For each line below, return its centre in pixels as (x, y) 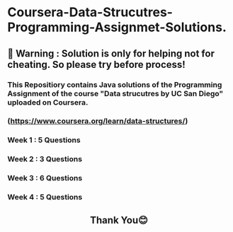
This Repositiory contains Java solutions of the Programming (115, 84)
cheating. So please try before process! (96, 64)
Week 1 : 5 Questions (44, 140)
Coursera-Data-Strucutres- (90, 12)
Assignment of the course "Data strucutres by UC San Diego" (115, 93)
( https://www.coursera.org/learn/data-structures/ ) (98, 121)
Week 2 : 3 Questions (45, 159)
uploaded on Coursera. (48, 102)
